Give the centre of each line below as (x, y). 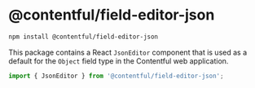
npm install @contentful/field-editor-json (84, 37)
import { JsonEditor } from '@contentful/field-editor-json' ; (116, 76)
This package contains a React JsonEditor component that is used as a (128, 52)
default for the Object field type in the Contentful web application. (119, 61)
